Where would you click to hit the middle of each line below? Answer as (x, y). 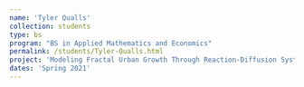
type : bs (26, 34)
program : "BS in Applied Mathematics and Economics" (111, 43)
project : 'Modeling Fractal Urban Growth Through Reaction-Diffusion (143, 60)
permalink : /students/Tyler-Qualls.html (87, 52)
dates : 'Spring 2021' (50, 69)
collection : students (50, 26)
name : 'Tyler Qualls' (50, 18)
